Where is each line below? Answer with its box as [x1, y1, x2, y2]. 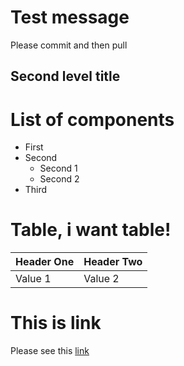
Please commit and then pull [10, 39, 128, 51]
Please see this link [10, 345, 90, 357]
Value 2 [83, 272, 120, 286]
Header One [15, 255, 75, 269]
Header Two [83, 255, 143, 269]
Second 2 [39, 173, 80, 185]
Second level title [10, 68, 121, 85]
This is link [10, 312, 102, 335]
